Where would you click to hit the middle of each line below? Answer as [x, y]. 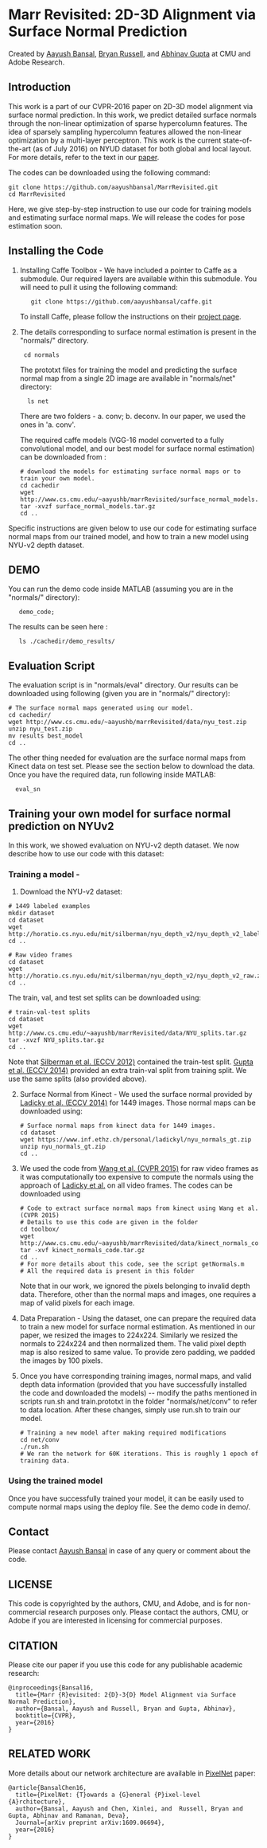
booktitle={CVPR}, [46, 1716]
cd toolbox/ [39, 1229]
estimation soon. [35, 225]
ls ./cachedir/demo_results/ [67, 642]
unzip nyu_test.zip [41, 729]
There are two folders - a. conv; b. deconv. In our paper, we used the [133, 416]
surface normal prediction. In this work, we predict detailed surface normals [132, 115]
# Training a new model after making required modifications [123, 1433]
